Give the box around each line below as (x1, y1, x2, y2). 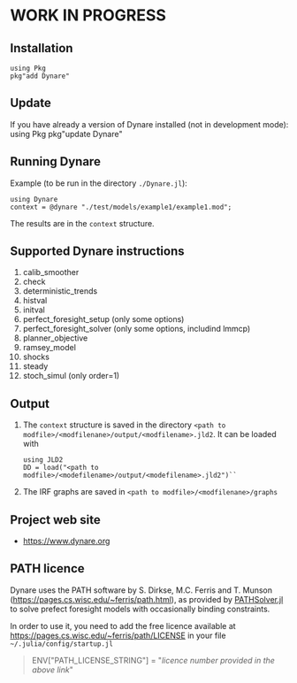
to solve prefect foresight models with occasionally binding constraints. (10, 603, 270, 614)
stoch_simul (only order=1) (22, 371, 120, 381)
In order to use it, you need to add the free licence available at (10, 620, 237, 631)
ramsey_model (22, 342, 76, 353)
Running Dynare (10, 154, 101, 169)
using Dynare (10, 195, 58, 203)
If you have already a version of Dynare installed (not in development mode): (10, 119, 289, 129)
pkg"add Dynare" (10, 72, 70, 81)
